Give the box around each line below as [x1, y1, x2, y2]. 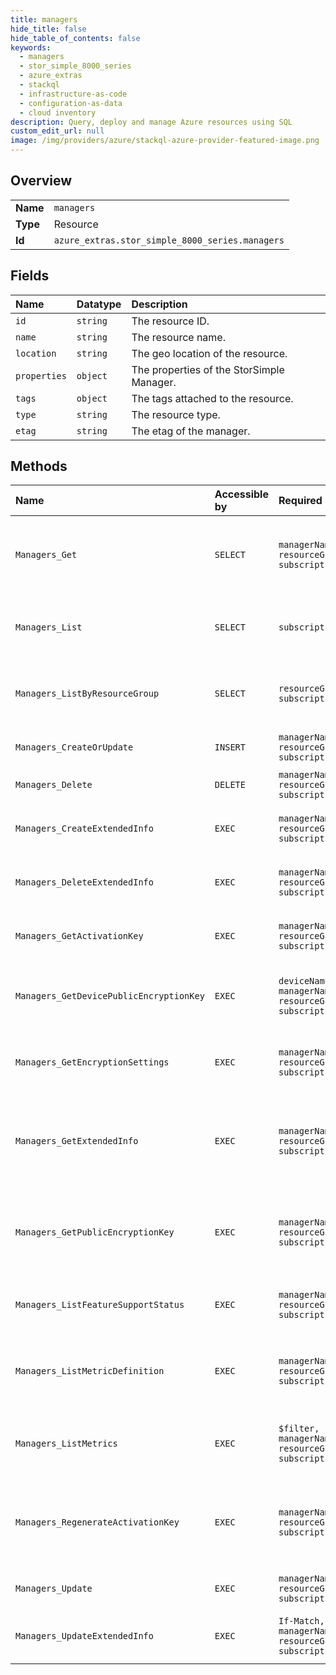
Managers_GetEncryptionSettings [15, 1057, 170, 1068]
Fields [10, 267, 50, 285]
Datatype [76, 297, 122, 311]
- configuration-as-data [19, 98, 123, 108]
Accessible [214, 487, 269, 501]
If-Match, [278, 1616, 325, 1627]
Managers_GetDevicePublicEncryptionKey [15, 991, 205, 1002]
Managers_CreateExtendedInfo [15, 823, 154, 835]
